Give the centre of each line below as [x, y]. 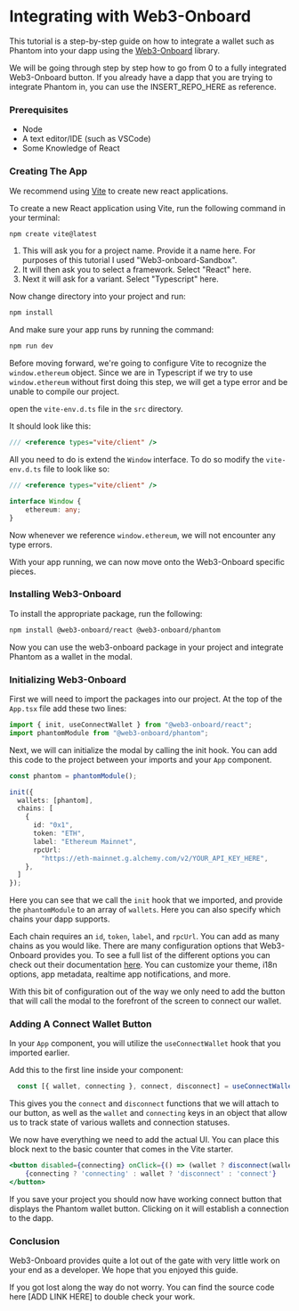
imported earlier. [40, 1053]
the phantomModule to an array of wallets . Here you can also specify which [145, 910]
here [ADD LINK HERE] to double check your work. [102, 1297]
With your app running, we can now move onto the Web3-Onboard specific [147, 561]
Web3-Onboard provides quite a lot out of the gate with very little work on [145, 1261]
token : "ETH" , [59, 833]
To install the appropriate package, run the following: [106, 613]
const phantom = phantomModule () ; [73, 776]
